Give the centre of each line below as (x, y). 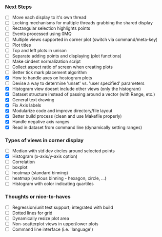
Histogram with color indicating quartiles (53, 184)
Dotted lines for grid (32, 213)
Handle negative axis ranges (41, 122)
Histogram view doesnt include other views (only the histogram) (76, 89)
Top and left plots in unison (39, 50)
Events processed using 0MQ (42, 34)
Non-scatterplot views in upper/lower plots (55, 224)
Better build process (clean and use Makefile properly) (67, 116)
